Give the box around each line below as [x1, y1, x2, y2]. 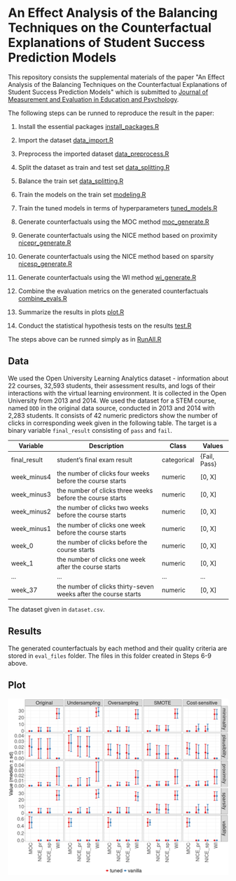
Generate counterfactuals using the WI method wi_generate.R [18, 273, 197, 281]
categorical [161, 456, 195, 464]
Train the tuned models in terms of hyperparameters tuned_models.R [18, 203, 218, 212]
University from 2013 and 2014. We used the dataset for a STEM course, [8, 396, 216, 405]
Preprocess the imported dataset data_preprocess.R [18, 149, 169, 158]
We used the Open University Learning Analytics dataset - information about [8, 374, 229, 382]
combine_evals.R [18, 294, 67, 302]
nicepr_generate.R [18, 238, 71, 247]
